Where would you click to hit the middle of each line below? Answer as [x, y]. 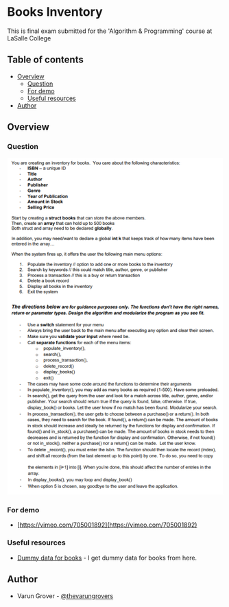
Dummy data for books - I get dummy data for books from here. [107, 558]
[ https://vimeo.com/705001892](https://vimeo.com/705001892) [107, 525]
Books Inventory [55, 12]
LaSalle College [29, 38]
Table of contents [45, 60]
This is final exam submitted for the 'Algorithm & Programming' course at [110, 31]
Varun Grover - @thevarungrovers [65, 596]
